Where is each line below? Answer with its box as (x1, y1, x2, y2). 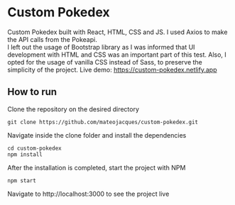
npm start (7, 177, 37, 184)
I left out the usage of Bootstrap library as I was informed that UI (7, 43, 195, 51)
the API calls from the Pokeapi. (7, 35, 97, 43)
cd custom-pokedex (7, 145, 62, 152)
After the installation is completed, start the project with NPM (7, 163, 186, 172)
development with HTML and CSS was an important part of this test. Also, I (7, 50, 227, 59)
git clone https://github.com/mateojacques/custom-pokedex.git (7, 118, 199, 126)
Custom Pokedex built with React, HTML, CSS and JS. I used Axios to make (7, 28, 228, 36)
